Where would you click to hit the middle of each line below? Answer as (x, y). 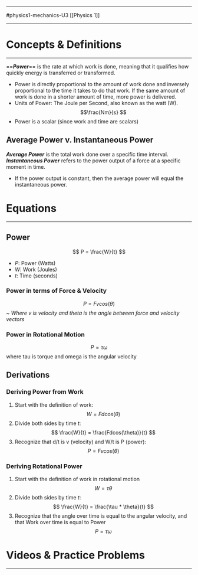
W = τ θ (103, 488)
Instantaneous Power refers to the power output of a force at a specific (93, 161)
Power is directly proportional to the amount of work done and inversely (102, 84)
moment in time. (26, 166)
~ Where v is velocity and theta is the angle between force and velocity (93, 313)
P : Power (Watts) (35, 263)
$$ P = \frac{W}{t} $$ (99, 251)
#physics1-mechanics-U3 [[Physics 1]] (53, 15)
